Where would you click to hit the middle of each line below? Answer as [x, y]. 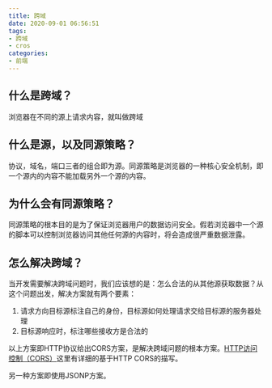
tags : [17, 31]
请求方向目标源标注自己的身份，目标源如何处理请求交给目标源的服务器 [137, 311]
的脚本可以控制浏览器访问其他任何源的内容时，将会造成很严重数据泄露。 [129, 234]
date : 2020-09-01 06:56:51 [54, 23]
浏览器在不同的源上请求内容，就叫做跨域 [76, 116]
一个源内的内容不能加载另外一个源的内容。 [79, 175]
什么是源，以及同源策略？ [72, 145]
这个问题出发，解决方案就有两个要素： [72, 294]
